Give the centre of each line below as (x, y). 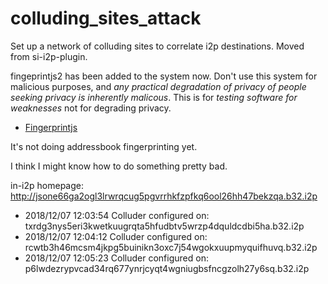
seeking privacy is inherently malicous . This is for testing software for (154, 97)
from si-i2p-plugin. (49, 56)
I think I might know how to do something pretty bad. (119, 166)
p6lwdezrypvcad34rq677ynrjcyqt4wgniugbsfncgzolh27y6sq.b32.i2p (167, 268)
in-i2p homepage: (47, 185)
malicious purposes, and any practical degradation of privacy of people (158, 86)
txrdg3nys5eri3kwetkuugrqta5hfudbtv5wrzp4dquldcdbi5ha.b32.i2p (164, 226)
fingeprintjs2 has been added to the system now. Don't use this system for (164, 76)
